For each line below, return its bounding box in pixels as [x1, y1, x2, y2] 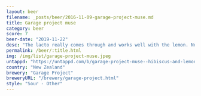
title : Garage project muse [6, 20, 77, 26]
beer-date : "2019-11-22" [6, 36, 68, 42]
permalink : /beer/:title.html [6, 48, 82, 54]
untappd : [6, 58, 28, 64]
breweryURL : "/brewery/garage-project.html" [6, 75, 119, 81]
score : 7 [6, 31, 28, 37]
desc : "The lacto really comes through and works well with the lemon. [6, 42, 188, 48]
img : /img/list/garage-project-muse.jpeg [6, 53, 111, 59]
